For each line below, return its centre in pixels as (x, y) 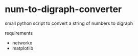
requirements (19, 33)
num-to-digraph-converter (63, 9)
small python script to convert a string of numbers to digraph (69, 23)
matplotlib (23, 48)
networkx (22, 43)
